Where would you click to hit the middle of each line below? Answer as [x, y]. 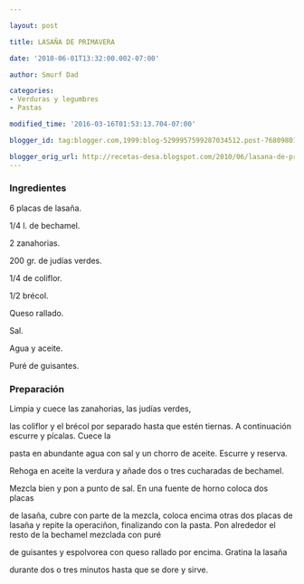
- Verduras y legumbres [54, 99]
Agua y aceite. [36, 348]
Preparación [37, 389]
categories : [32, 91]
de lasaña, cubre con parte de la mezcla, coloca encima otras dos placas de [151, 515]
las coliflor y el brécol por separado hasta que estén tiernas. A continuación [151, 427]
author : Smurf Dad [44, 75]
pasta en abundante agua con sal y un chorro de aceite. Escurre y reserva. [148, 454]
